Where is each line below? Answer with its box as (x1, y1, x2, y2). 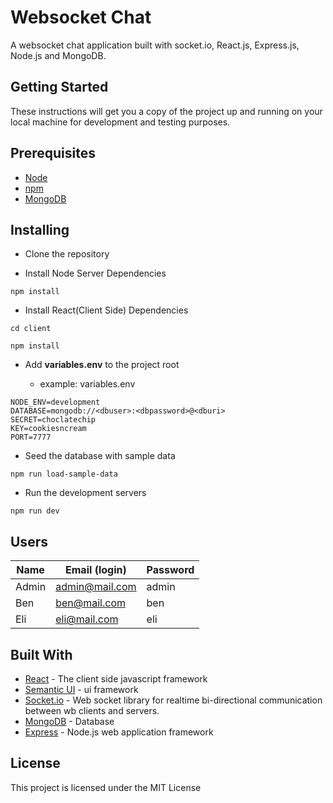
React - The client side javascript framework (24, 673, 208, 685)
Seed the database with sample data (24, 450, 176, 462)
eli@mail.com (55, 612, 119, 626)
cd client (10, 324, 52, 334)
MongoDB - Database (24, 716, 115, 727)
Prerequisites (10, 145, 96, 162)
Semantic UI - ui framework (24, 684, 139, 695)
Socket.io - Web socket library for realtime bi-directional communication (24, 694, 323, 706)
